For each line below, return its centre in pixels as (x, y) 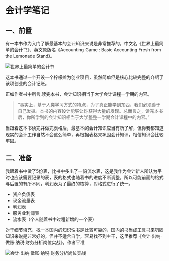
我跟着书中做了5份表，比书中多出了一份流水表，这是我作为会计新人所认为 (81, 171)
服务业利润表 (26, 213)
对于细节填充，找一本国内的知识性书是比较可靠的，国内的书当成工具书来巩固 (84, 230)
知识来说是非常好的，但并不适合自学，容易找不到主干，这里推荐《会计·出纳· (84, 236)
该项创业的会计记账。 (27, 84)
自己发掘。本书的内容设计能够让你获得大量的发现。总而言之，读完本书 (90, 111)
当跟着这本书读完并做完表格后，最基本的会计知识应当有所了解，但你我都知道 (84, 128)
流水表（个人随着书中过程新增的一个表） (54, 219)
